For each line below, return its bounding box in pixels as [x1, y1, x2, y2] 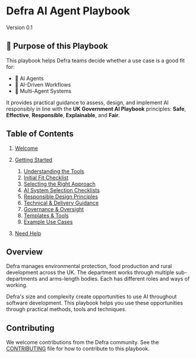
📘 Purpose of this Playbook [6, 41, 108, 51]
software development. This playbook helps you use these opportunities [6, 299, 183, 307]
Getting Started [14, 156, 52, 163]
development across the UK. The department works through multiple [6, 269, 175, 276]
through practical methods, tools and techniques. [6, 306, 127, 313]
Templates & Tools [23, 212, 69, 219]
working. [6, 281, 28, 289]
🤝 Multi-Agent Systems [14, 87, 72, 95]
